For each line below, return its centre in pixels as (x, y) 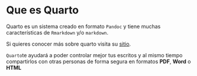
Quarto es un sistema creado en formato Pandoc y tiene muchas (83, 26)
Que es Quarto (43, 10)
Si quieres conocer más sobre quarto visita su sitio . (69, 44)
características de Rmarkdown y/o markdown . (57, 32)
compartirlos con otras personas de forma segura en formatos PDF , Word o (98, 61)
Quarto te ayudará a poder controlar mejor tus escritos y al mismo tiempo (94, 55)
